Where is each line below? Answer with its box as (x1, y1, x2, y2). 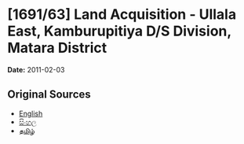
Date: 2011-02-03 (7, 65, 65, 74)
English (18, 109, 43, 118)
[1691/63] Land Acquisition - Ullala (7, 6, 237, 24)
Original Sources (7, 88, 91, 102)
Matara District (7, 39, 107, 57)
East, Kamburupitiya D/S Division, (7, 22, 232, 40)
